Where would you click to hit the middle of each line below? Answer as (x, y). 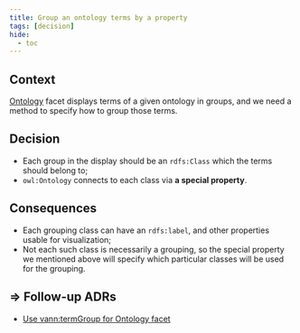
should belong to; (55, 170)
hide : (19, 34)
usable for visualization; (66, 239)
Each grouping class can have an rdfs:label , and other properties (145, 230)
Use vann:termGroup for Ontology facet (96, 319)
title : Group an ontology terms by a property (98, 18)
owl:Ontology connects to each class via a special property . (135, 180)
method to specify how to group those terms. (94, 111)
